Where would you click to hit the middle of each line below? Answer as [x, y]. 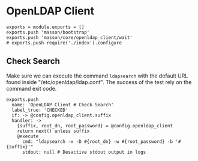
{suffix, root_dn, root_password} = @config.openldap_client [95, 126]
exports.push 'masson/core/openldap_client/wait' [70, 37]
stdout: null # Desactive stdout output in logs [84, 152]
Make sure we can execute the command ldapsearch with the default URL [97, 76]
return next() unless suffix [53, 131]
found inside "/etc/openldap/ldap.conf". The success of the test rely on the [99, 82]
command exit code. [31, 88]
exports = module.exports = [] [45, 27]
